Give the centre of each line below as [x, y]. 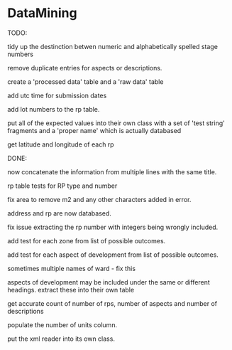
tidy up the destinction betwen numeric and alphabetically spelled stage [113, 46]
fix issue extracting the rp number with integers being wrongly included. [113, 227]
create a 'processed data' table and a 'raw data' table [85, 81]
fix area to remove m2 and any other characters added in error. [99, 199]
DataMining [42, 13]
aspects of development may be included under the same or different [109, 282]
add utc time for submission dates [57, 95]
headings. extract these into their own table [71, 290]
